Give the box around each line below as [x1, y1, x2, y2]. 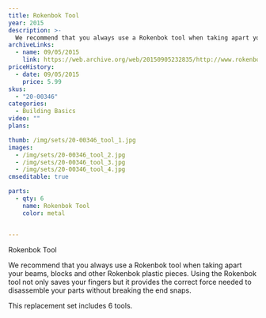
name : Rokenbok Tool [22, 202, 90, 210]
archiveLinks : [8, 41, 55, 49]
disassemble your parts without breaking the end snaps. [8, 286, 192, 295]
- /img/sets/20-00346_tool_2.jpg [15, 151, 126, 159]
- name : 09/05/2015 [15, 48, 80, 56]
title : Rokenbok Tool [8, 11, 80, 20]
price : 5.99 [22, 78, 62, 85]
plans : [8, 122, 30, 130]
